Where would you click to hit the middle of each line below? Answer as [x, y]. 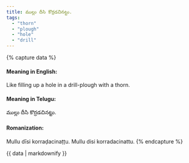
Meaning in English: [32, 71]
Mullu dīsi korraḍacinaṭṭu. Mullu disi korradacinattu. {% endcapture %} [95, 141]
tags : [13, 18]
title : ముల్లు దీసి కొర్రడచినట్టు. [39, 12]
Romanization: [25, 128]
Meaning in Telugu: [31, 99]
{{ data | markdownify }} [37, 153]
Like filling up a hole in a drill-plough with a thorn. [68, 85]
